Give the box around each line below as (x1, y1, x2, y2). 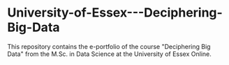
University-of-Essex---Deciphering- (7, 5, 223, 21)
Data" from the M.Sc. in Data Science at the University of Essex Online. (7, 50, 212, 58)
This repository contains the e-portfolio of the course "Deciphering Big (7, 42, 211, 50)
